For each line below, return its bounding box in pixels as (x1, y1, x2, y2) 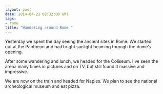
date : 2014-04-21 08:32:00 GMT (5, 12, 69, 17)
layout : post (5, 7, 32, 12)
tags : (5, 16, 16, 21)
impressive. (5, 69, 28, 75)
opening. (5, 49, 23, 55)
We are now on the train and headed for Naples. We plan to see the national (5, 78, 158, 84)
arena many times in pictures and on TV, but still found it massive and (5, 64, 145, 70)
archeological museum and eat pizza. (5, 83, 81, 89)
